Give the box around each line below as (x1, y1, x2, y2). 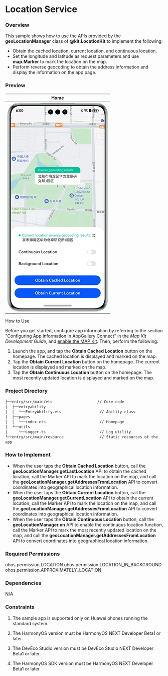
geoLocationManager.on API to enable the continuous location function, (12, 521, 163, 528)
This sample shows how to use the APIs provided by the (5, 33, 121, 39)
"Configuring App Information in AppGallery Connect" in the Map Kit (5, 333, 146, 339)
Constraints (5, 604, 35, 611)
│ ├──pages (5, 414, 30, 420)
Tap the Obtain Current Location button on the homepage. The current (12, 359, 160, 365)
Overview (5, 22, 30, 29)
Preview (5, 82, 26, 89)
